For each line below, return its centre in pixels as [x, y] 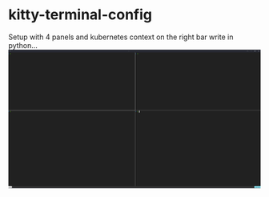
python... [23, 45]
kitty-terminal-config [80, 15]
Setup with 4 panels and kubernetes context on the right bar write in [121, 37]
